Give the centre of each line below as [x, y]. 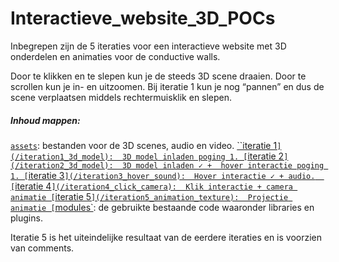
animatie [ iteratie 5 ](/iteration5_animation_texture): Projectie [149, 196]
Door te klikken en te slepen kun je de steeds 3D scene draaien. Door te [158, 76]
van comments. [42, 248]
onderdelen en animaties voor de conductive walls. [115, 56]
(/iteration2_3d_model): [62, 165]
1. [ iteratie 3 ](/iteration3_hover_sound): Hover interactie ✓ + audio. [163, 175]
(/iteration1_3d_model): [62, 157]
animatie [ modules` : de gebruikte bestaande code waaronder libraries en [162, 207]
